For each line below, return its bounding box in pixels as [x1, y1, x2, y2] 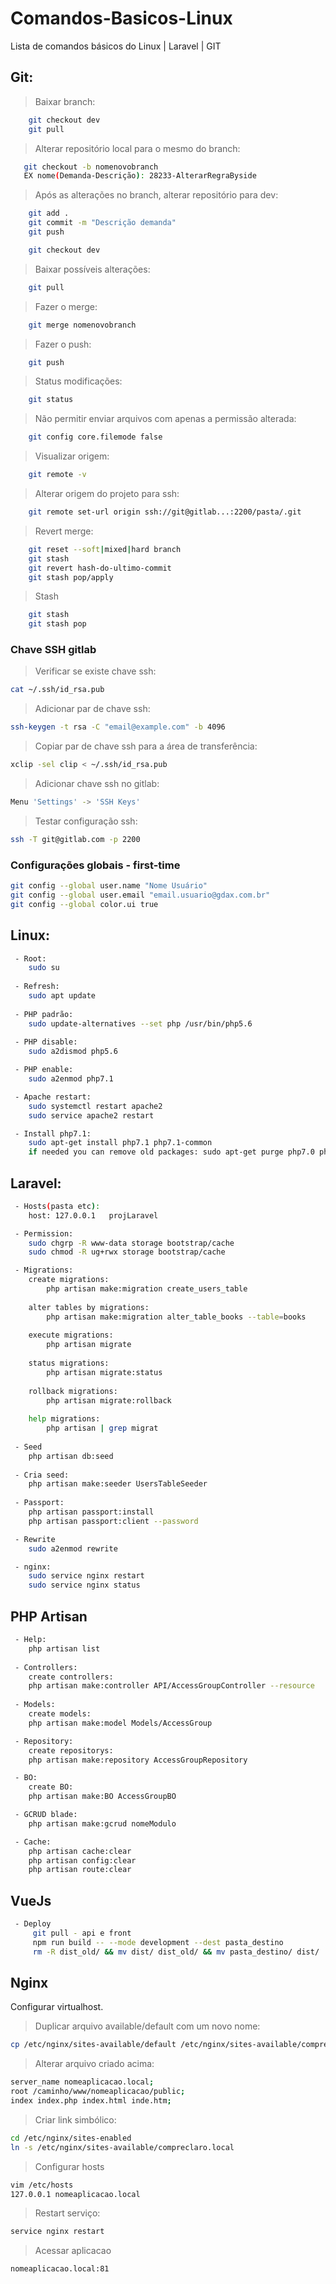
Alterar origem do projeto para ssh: [34, 488, 180, 499]
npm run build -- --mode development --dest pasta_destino [32, 1937, 284, 1947]
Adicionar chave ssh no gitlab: [34, 778, 160, 790]
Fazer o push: [34, 338, 92, 350]
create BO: [28, 1782, 74, 1792]
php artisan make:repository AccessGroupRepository [28, 1755, 248, 1765]
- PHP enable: [14, 1065, 74, 1075]
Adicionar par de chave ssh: [34, 703, 151, 715]
